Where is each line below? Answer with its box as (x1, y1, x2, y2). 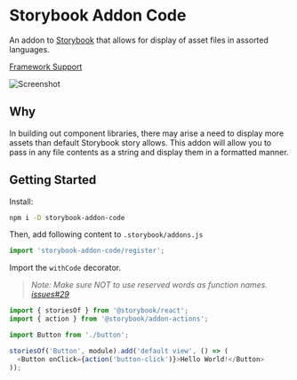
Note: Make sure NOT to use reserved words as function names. (30, 280, 269, 290)
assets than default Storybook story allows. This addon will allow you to (9, 137, 272, 147)
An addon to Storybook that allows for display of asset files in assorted (9, 35, 269, 45)
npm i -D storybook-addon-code (9, 213, 125, 222)
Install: (9, 196, 34, 207)
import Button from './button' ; (9, 330, 129, 340)
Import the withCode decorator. (9, 263, 122, 273)
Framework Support (9, 61, 83, 72)
